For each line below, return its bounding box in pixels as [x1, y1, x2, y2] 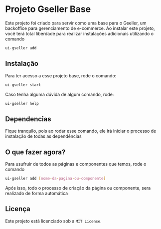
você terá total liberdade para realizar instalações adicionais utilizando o [5, 30, 154, 36]
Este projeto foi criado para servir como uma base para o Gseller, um [5, 20, 147, 26]
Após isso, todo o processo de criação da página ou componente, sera [5, 185, 151, 191]
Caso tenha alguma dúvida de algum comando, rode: [5, 91, 114, 97]
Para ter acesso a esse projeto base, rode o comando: [5, 72, 117, 78]
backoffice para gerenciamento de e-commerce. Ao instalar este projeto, [5, 25, 156, 31]
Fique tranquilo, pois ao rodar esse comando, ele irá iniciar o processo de [5, 128, 157, 134]
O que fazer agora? [5, 148, 66, 156]
